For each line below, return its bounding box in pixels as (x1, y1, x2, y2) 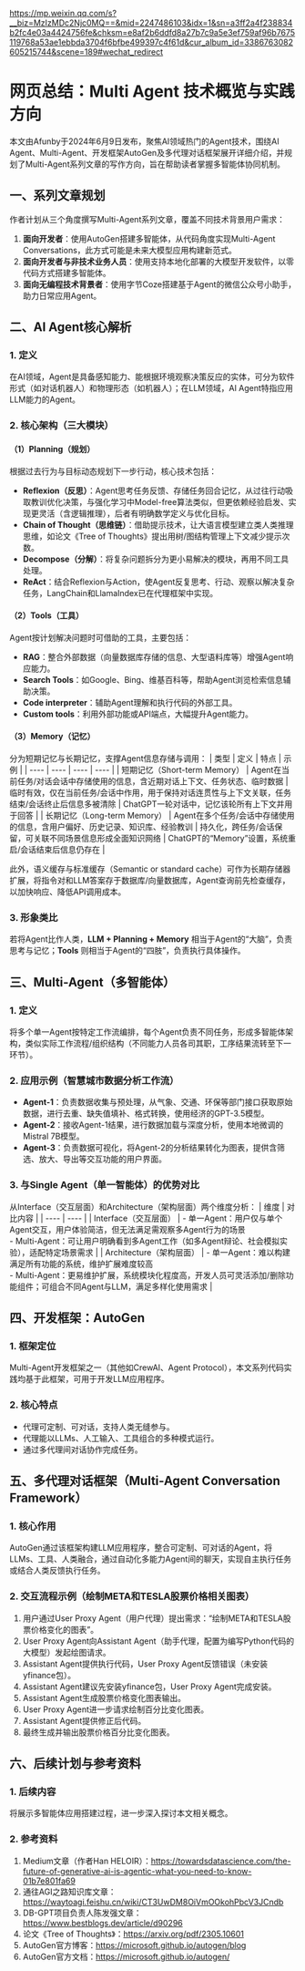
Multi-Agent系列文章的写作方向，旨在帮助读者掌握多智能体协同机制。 (25, 159, 285, 170)
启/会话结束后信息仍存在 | (9, 843, 106, 855)
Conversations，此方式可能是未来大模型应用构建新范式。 (22, 244, 237, 255)
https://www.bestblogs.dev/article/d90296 (22, 1917, 184, 1928)
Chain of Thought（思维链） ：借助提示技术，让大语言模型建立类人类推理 (22, 519, 294, 530)
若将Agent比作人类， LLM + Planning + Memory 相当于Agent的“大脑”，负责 (9, 934, 293, 944)
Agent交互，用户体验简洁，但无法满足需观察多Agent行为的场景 (9, 1223, 246, 1234)
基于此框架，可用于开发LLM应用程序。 (25, 1374, 170, 1385)
